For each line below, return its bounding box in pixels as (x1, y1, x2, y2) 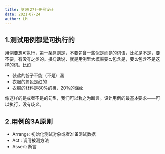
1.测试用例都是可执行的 (5, 35, 75, 44)
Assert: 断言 (12, 144, 37, 149)
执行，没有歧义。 (9, 101, 44, 107)
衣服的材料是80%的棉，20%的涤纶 (12, 85, 83, 91)
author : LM (5, 16, 27, 21)
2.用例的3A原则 (5, 117, 53, 125)
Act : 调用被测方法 (12, 137, 49, 143)
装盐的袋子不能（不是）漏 (12, 72, 64, 79)
